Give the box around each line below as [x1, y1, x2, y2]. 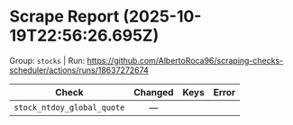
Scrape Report [9, 6, 120, 27]
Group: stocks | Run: [9, 55, 86, 66]
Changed [133, 85, 174, 98]
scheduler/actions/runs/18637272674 [9, 65, 149, 76]
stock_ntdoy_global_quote [14, 102, 125, 112]
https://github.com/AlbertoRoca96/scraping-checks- [87, 55, 284, 66]
